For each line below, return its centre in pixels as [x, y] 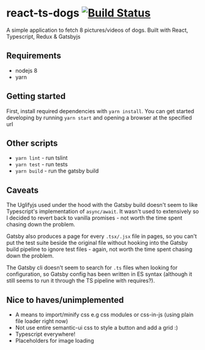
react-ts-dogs [43, 13]
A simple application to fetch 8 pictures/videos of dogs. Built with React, [97, 30]
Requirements [34, 56]
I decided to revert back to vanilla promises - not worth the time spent [94, 218]
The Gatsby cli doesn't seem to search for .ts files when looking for [92, 268]
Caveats [22, 190]
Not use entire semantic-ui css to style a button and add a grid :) [97, 328]
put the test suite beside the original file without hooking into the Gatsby [97, 243]
